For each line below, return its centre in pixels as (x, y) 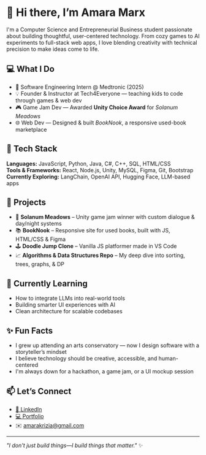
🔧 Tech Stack (32, 149)
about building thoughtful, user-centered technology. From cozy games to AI (103, 36)
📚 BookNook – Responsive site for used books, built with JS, (93, 231)
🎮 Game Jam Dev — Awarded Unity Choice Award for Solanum (97, 107)
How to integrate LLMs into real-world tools (70, 298)
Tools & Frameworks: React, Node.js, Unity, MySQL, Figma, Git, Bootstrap (100, 170)
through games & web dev (48, 100)
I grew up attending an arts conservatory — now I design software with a (107, 345)
